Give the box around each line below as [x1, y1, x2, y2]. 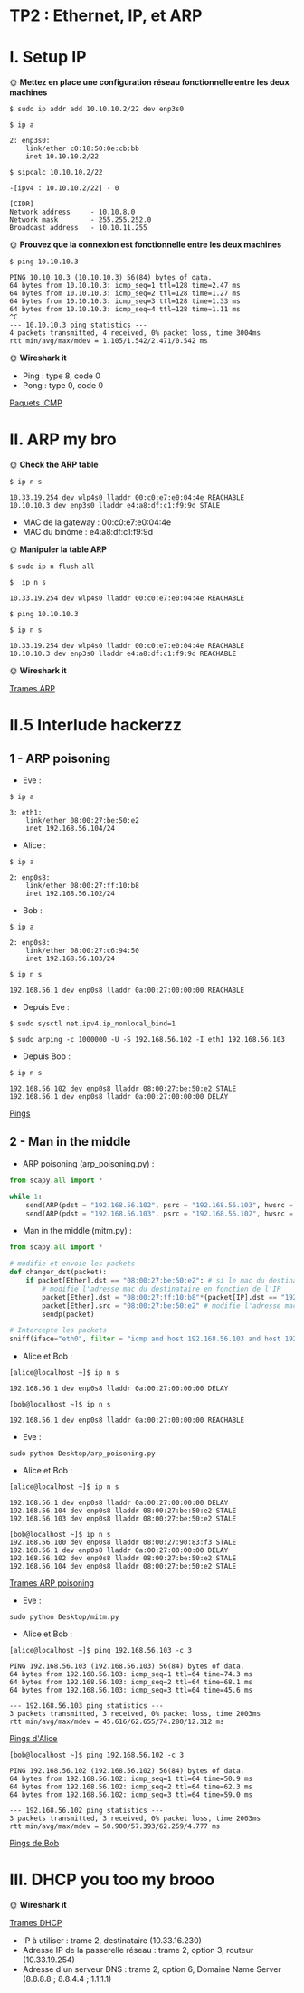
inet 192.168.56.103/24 [25, 954, 116, 964]
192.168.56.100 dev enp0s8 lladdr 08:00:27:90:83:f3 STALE [9, 1538, 237, 1548]
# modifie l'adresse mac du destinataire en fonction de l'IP [42, 1284, 281, 1293]
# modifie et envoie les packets [9, 1259, 136, 1268]
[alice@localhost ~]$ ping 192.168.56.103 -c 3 [9, 1646, 193, 1655]
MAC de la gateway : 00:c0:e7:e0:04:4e [22, 517, 172, 528]
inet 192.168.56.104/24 [25, 825, 116, 834]
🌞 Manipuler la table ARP [9, 544, 107, 555]
